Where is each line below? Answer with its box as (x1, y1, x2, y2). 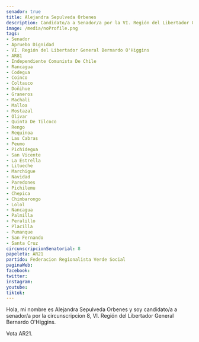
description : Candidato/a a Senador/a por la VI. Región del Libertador (6, 20, 190, 25)
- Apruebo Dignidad (6, 42, 54, 48)
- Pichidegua (6, 146, 38, 152)
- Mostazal (6, 108, 33, 114)
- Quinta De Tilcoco (6, 119, 57, 125)
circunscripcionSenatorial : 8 (6, 245, 81, 252)
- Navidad (6, 174, 31, 180)
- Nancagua (6, 207, 33, 213)
